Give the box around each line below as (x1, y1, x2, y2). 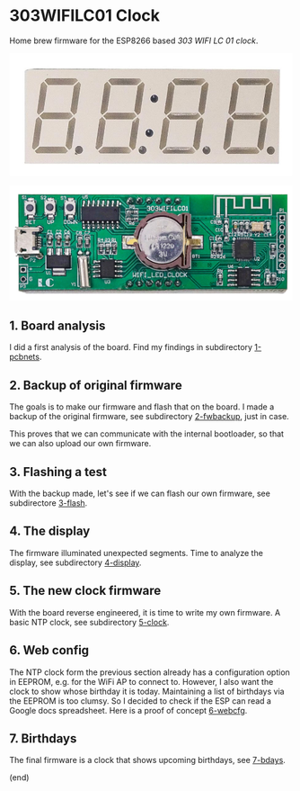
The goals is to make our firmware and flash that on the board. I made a (9, 401, 275, 412)
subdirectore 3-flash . (9, 498, 88, 508)
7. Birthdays (9, 731, 77, 746)
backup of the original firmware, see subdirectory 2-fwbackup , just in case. (9, 411, 289, 422)
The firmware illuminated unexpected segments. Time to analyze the (9, 547, 263, 558)
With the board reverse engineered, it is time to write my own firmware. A (9, 607, 281, 617)
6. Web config (9, 643, 90, 658)
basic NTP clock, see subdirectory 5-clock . (9, 616, 170, 627)
